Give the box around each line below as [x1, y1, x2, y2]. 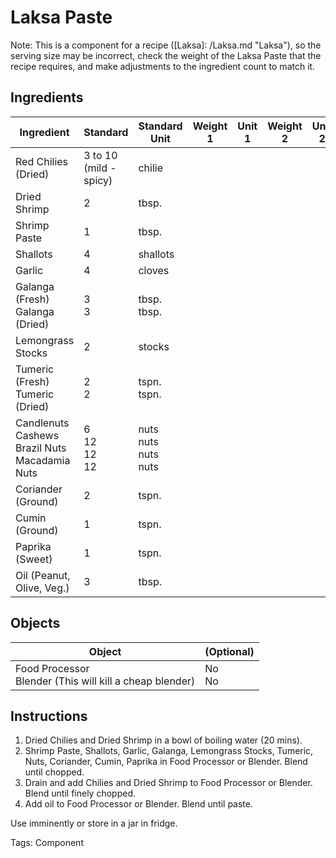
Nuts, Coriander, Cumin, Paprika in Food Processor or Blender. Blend [24, 756, 308, 768]
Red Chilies [15, 154, 69, 168]
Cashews [15, 428, 60, 442]
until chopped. [24, 766, 85, 778]
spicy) [83, 173, 113, 187]
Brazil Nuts [15, 441, 67, 455]
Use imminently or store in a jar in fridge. [10, 817, 178, 830]
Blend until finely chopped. [24, 787, 136, 800]
